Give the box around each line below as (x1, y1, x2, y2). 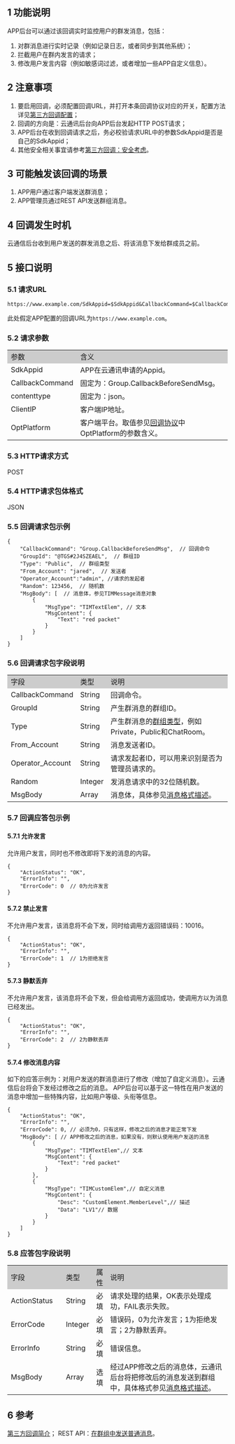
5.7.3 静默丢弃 (7, 977, 48, 985)
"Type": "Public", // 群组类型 (20, 561, 110, 568)
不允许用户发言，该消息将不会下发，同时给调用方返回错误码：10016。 (7, 921, 208, 930)
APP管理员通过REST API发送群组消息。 (17, 196, 131, 205)
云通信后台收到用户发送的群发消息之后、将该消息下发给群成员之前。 (7, 239, 204, 248)
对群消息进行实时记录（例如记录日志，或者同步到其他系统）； (17, 41, 192, 50)
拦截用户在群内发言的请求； (17, 50, 98, 58)
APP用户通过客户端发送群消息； (17, 188, 110, 196)
